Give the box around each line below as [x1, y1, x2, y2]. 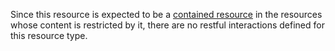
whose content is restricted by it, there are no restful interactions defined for [10, 19, 325, 31]
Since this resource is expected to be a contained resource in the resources [10, 9, 323, 20]
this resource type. [10, 30, 88, 41]
